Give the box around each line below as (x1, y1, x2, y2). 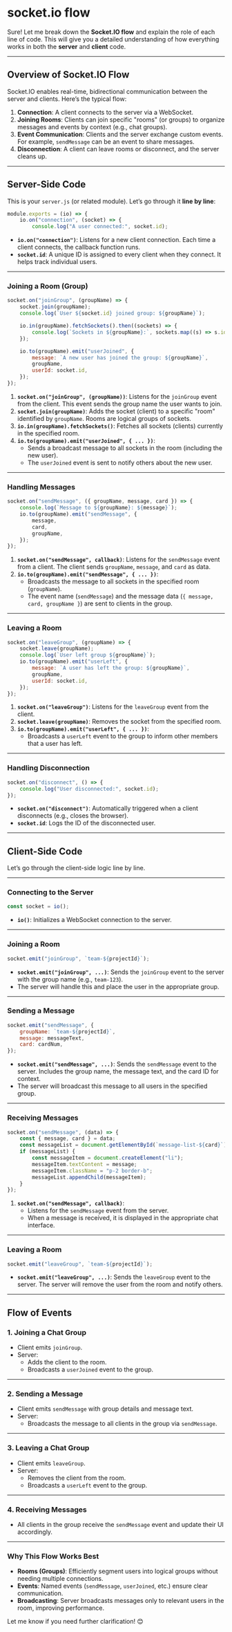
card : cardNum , (19, 1041, 64, 1048)
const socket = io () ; (7, 903, 70, 910)
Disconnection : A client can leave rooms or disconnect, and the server (17, 144, 220, 153)
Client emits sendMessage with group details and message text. (17, 1405, 194, 1413)
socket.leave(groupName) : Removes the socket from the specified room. (17, 717, 222, 726)
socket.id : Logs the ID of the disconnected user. (17, 819, 156, 827)
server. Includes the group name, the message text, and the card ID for (17, 1067, 219, 1076)
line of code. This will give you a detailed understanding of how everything (7, 35, 220, 43)
